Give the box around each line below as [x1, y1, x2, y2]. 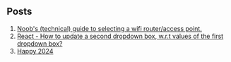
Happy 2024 [16, 46, 54, 55]
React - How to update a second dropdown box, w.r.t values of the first [16, 32, 224, 40]
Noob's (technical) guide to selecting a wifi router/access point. [16, 24, 202, 32]
